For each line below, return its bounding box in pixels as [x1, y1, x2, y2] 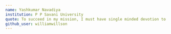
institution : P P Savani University [5, 12, 83, 17]
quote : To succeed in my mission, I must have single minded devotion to [5, 16, 166, 21]
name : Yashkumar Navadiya [5, 7, 60, 12]
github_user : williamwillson [5, 21, 68, 26]
